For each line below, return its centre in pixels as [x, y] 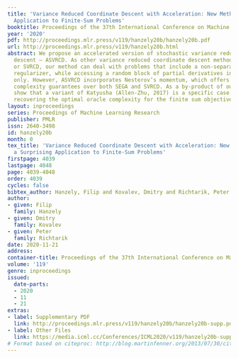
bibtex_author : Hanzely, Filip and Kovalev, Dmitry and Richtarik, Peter [119, 192]
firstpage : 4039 [31, 159]
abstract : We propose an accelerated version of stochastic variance [112, 54]
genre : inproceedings [39, 271]
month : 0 [20, 139]
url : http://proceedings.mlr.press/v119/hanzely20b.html [93, 47]
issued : [19, 277]
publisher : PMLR [31, 119]
